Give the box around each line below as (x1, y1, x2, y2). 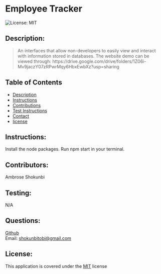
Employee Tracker (5, 3, 83, 15)
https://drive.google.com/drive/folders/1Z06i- (52, 58, 146, 64)
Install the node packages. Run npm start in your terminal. (5, 146, 124, 152)
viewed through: (17, 58, 52, 64)
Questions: (5, 217, 41, 225)
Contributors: (5, 160, 49, 169)
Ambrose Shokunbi (5, 174, 45, 180)
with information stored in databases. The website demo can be (17, 53, 149, 59)
